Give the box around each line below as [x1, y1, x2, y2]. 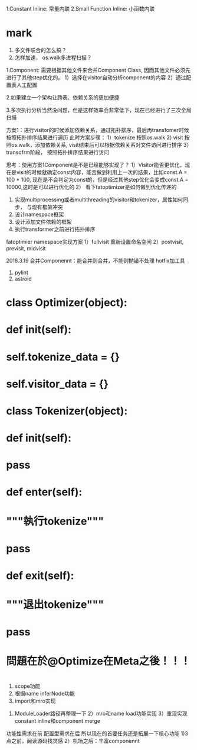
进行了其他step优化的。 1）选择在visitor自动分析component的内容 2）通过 [6, 73, 186, 81]
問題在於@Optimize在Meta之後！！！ [6, 654, 191, 668]
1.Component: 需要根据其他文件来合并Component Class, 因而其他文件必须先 [6, 66, 191, 73]
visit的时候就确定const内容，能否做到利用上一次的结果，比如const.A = [16, 168, 188, 176]
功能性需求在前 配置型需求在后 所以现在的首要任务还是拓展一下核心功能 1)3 [6, 730, 189, 737]
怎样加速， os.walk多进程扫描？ [14, 54, 92, 61]
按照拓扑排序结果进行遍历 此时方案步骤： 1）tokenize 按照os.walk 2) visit [6, 134, 183, 141]
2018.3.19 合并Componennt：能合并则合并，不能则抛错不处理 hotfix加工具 [6, 257, 186, 264]
